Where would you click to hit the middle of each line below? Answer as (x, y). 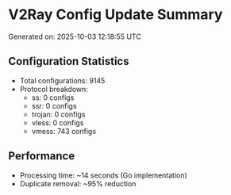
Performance (42, 156)
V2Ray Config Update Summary (115, 15)
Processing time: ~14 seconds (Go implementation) (104, 175)
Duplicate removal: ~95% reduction (78, 183)
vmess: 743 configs (64, 131)
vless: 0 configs (58, 122)
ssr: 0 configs (54, 105)
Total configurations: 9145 (62, 80)
